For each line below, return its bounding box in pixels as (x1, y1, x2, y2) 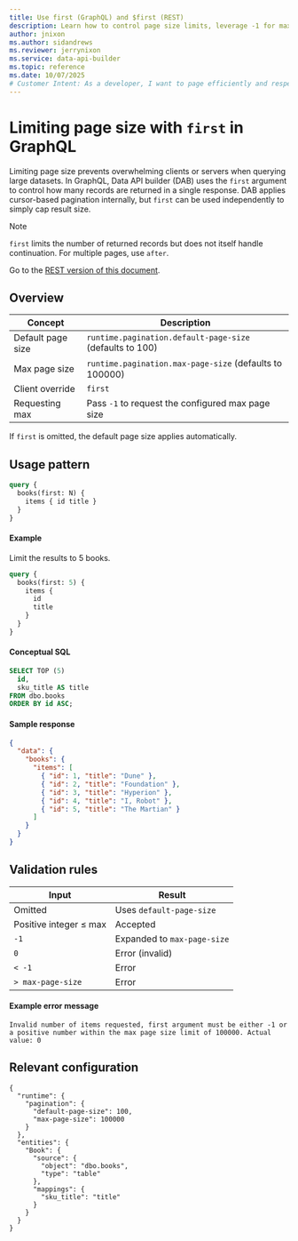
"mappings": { (32, 1184, 86, 1194)
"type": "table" (41, 1169, 101, 1178)
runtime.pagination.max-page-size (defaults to (86, 357, 282, 370)
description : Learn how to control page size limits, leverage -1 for (9, 21, 276, 30)
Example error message (9, 1001, 99, 1012)
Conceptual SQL (9, 646, 71, 658)
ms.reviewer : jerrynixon (9, 46, 101, 55)
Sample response (9, 718, 75, 729)
